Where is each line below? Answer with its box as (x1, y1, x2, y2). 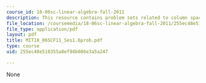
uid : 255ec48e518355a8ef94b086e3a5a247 (6, 49, 109, 55)
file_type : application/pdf (6, 26, 78, 32)
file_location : (6, 20, 45, 26)
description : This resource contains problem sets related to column (6, 15, 188, 21)
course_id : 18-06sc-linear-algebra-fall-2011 (6, 9, 124, 15)
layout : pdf (6, 32, 37, 38)
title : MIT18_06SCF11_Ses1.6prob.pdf (6, 37, 103, 43)
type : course (6, 43, 40, 49)
